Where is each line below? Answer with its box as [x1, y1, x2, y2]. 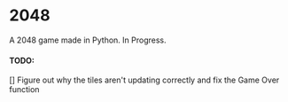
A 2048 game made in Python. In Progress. [9, 35, 167, 45]
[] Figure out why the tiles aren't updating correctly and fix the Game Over [9, 75, 280, 85]
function [9, 84, 40, 95]
